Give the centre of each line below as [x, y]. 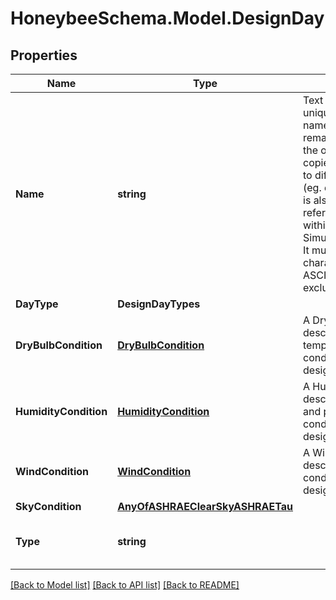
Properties [44, 55]
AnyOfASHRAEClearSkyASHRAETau [205, 506]
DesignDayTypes [159, 304]
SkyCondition [48, 506]
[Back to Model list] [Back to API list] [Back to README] [125, 585]
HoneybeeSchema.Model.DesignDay [167, 18]
